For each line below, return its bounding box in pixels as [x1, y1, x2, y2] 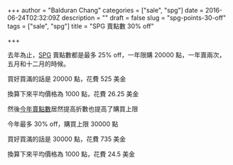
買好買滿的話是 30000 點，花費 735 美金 [7, 135, 126, 143]
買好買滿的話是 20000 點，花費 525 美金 [7, 74, 126, 83]
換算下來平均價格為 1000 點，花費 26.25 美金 [7, 90, 139, 98]
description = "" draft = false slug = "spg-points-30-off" [61, 13, 227, 22]
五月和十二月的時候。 [7, 59, 70, 68]
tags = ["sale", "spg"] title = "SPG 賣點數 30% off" [7, 22, 154, 30]
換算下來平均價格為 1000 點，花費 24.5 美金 [7, 150, 135, 158]
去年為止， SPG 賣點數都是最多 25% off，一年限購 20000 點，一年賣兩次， [7, 51, 226, 59]
